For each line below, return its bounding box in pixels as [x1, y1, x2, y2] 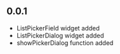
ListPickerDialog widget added [16, 31, 105, 39]
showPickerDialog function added [16, 38, 114, 47]
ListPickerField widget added [16, 24, 100, 32]
